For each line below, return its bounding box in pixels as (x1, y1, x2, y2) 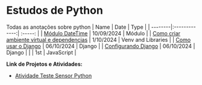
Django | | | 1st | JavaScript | (6, 48, 77, 56)
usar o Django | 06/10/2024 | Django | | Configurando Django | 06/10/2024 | (6, 42, 195, 50)
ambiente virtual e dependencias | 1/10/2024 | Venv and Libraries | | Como (6, 36, 191, 43)
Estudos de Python (6, 4, 104, 17)
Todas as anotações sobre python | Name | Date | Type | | (6, 23, 150, 31)
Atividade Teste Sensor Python (14, 72, 92, 79)
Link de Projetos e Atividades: (6, 60, 83, 68)
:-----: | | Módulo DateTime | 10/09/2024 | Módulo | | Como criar (21, 29, 181, 37)
